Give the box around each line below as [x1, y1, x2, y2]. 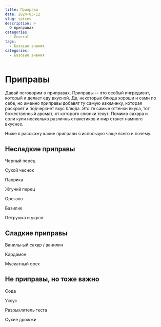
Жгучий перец [5, 187, 35, 192]
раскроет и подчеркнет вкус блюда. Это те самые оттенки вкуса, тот [5, 106, 150, 112]
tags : [5, 39, 16, 44]
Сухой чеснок [5, 167, 34, 173]
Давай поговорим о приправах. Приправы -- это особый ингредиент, [5, 90, 150, 96]
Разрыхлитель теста [5, 307, 47, 313]
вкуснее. [5, 121, 23, 127]
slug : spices [5, 16, 32, 21]
